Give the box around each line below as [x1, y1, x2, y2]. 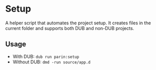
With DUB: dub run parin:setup [12, 53, 80, 59]
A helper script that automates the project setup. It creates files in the [5, 20, 151, 26]
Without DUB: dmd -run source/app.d [12, 59, 91, 65]
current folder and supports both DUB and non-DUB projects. [5, 25, 134, 31]
